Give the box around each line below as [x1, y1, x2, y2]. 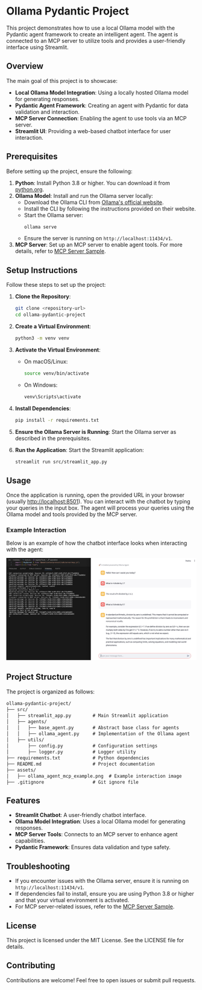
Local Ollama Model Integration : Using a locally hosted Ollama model [14, 89, 189, 96]
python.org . [14, 186, 44, 193]
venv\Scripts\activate [24, 393, 81, 400]
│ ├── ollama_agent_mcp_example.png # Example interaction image [6, 773, 182, 779]
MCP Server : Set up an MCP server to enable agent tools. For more [14, 241, 183, 249]
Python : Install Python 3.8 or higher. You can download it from [14, 179, 170, 186]
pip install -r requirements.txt [14, 417, 99, 423]
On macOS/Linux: [24, 358, 68, 365]
